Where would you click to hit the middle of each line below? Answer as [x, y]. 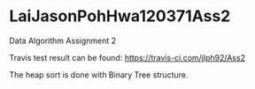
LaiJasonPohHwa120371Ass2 [120, 16]
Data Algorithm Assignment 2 [63, 41]
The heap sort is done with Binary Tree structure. [99, 74]
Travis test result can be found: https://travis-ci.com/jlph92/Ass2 [127, 57]
